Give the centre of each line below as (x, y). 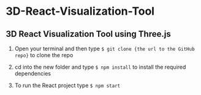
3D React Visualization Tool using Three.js (88, 34)
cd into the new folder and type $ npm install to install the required (100, 67)
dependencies (33, 74)
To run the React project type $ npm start (67, 85)
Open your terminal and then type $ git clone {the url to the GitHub (104, 48)
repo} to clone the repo (44, 55)
